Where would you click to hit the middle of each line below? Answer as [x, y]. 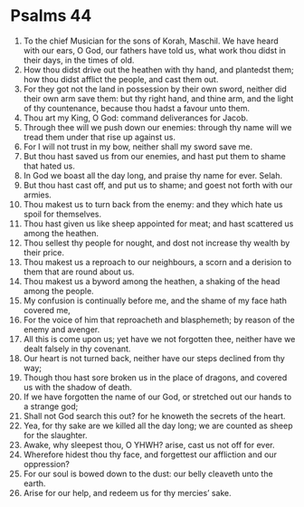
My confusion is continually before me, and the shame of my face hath [155, 301]
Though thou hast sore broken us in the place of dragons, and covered [155, 378]
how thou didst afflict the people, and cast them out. [121, 79]
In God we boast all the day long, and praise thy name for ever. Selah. [153, 175]
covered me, [47, 310]
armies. [38, 195]
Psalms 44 [51, 16]
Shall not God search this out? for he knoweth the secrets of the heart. [154, 416]
